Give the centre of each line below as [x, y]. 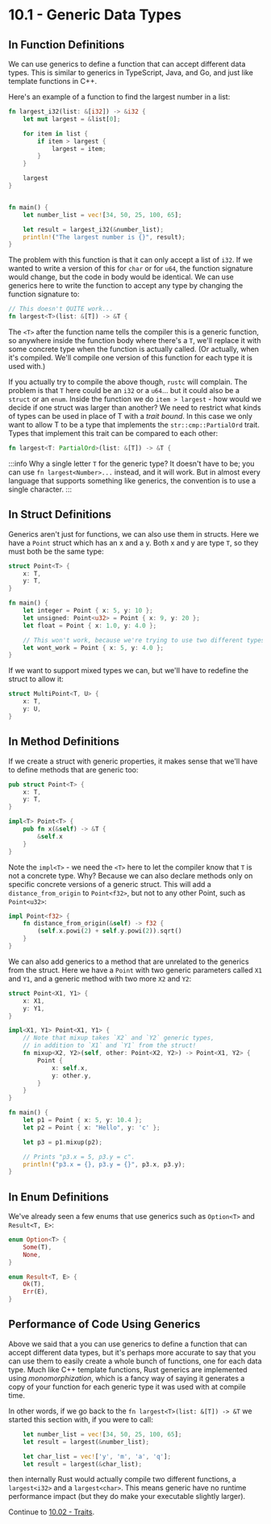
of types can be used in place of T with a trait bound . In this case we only [130, 416]
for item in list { [56, 134]
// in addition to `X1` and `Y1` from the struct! [110, 1046]
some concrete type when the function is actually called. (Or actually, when [134, 349]
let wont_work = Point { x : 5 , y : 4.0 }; [94, 647]
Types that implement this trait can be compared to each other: [113, 433]
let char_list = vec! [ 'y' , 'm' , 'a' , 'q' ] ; [97, 1456]
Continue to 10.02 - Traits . [52, 1512]
